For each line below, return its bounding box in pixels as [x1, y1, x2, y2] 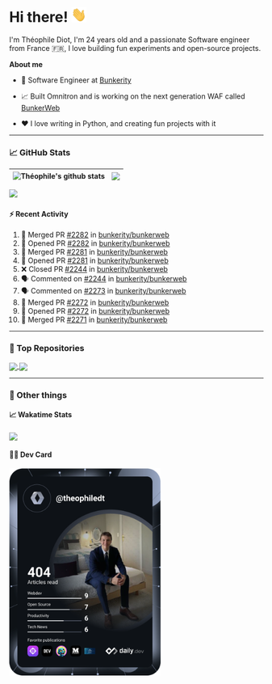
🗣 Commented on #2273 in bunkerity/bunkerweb [20, 286, 186, 296]
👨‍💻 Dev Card [9, 450, 52, 459]
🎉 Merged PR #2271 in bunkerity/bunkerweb [20, 315, 168, 325]
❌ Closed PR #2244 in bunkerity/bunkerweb [20, 264, 169, 274]
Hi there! [9, 8, 69, 27]
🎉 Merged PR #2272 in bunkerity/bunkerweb [20, 298, 169, 307]
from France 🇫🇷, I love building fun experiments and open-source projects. [9, 43, 262, 53]
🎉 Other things [9, 389, 68, 400]
